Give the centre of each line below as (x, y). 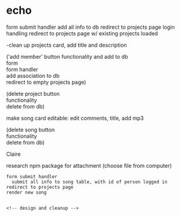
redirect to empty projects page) (46, 82)
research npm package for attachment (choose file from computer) (89, 165)
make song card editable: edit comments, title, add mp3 (75, 118)
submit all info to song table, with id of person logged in (90, 182)
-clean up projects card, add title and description (67, 45)
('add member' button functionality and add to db (67, 56)
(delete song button (31, 129)
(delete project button (33, 94)
